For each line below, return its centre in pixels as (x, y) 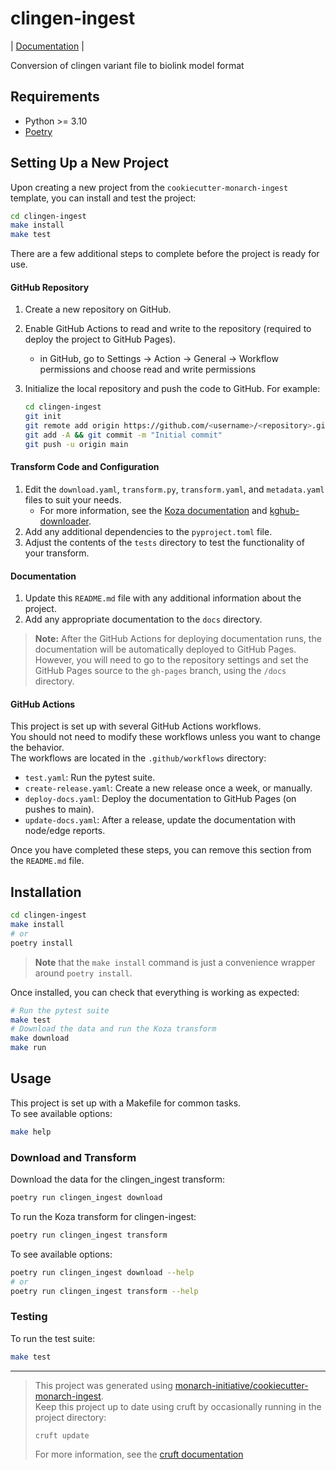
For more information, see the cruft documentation (139, 1454)
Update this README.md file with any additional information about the (163, 598)
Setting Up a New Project (89, 163)
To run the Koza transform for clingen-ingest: (103, 1216)
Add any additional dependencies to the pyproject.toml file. (148, 531)
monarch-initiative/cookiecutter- (241, 1385)
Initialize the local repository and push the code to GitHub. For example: (172, 389)
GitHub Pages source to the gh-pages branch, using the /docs (160, 671)
